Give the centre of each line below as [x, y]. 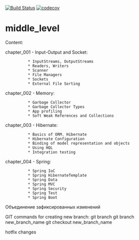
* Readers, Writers [48, 66]
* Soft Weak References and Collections [71, 116]
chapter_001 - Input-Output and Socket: [47, 52]
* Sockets [38, 79]
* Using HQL [40, 148]
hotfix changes [21, 232]
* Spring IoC [41, 171]
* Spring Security [47, 188]
